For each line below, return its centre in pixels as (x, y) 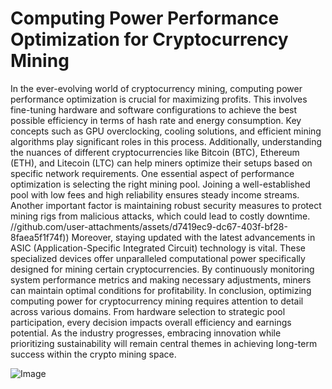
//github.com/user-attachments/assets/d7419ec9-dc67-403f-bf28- (149, 226)
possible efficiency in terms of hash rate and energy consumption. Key (156, 120)
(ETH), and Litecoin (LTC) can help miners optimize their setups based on (161, 163)
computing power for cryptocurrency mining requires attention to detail (157, 301)
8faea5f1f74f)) (40, 237)
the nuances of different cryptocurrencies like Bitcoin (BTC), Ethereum (155, 152)
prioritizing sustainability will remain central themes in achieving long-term (164, 343)
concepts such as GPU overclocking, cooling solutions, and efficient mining (166, 131)
